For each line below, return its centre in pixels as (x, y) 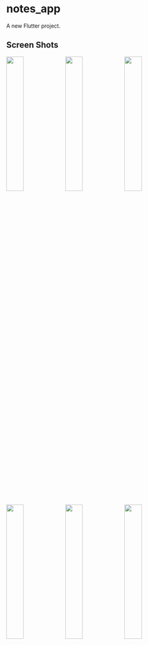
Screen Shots (33, 45)
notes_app (33, 9)
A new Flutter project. (33, 26)
